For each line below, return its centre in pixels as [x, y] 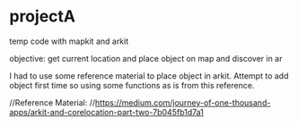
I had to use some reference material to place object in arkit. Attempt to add [149, 76]
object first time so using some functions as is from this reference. [132, 85]
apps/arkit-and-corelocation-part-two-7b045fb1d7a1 [107, 112]
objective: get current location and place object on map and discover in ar [146, 58]
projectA [43, 17]
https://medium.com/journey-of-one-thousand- [183, 102]
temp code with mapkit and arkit [69, 41]
